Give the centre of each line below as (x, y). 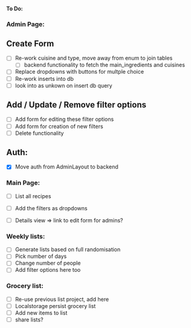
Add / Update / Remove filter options (76, 105)
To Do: (15, 8)
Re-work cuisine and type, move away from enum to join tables (94, 58)
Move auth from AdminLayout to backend (67, 167)
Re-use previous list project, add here (62, 299)
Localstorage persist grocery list (55, 306)
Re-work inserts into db (44, 79)
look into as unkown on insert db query (64, 85)
